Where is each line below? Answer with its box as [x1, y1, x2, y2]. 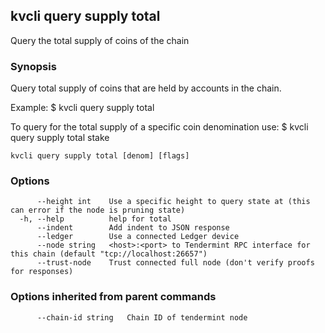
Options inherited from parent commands [10, 290, 217, 304]
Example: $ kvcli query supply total [10, 102, 155, 114]
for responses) [10, 267, 74, 277]
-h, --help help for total [19, 214, 172, 224]
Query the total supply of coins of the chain [10, 34, 190, 46]
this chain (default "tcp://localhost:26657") [10, 249, 208, 259]
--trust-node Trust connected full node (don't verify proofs [36, 258, 315, 268]
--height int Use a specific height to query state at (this [36, 197, 311, 207]
